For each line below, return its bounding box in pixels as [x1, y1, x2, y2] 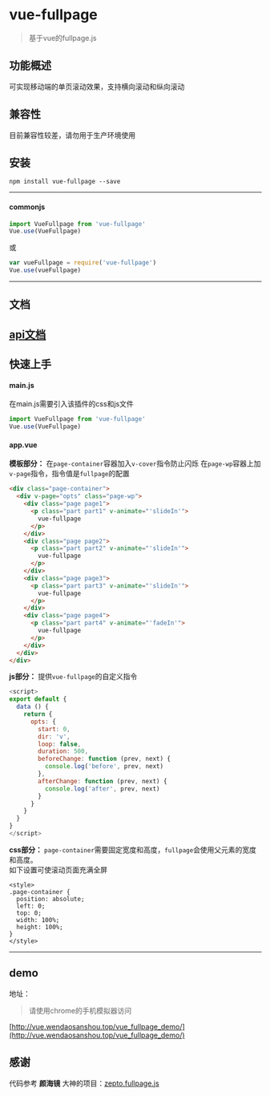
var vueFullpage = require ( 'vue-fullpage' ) [9, 259, 157, 267]
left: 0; [16, 902, 46, 910]
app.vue [9, 439, 38, 450]
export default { [9, 695, 67, 703]
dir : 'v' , [38, 732, 71, 741]
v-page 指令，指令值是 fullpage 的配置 [9, 469, 131, 479]
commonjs [9, 202, 46, 212]
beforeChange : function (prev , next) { [38, 755, 171, 763]
